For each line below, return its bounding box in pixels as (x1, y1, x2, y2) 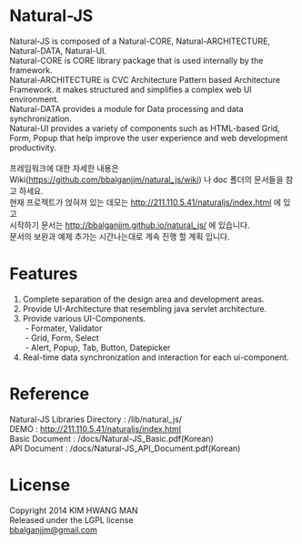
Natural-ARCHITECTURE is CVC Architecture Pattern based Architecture (9, 74, 280, 85)
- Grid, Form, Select (25, 332, 100, 343)
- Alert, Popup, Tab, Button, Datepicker (25, 342, 171, 353)
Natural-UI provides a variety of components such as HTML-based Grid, (9, 122, 280, 133)
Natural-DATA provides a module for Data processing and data (9, 103, 244, 114)
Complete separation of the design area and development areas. (22, 293, 265, 304)
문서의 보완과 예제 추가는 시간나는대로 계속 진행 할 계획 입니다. (9, 231, 230, 241)
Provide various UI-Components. (22, 313, 146, 323)
